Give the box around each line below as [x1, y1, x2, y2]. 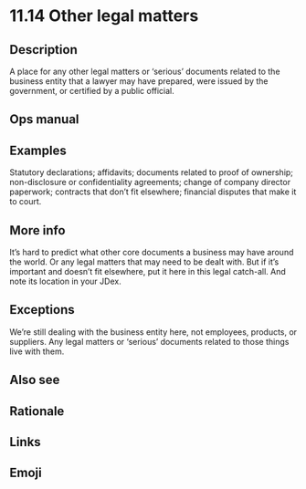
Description [9, 42, 78, 57]
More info [9, 223, 66, 238]
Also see [9, 372, 60, 388]
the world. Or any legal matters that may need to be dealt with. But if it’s [9, 256, 280, 267]
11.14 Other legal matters [9, 5, 199, 26]
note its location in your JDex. [9, 276, 121, 287]
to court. [9, 196, 42, 207]
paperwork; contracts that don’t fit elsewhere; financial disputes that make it [9, 186, 297, 197]
